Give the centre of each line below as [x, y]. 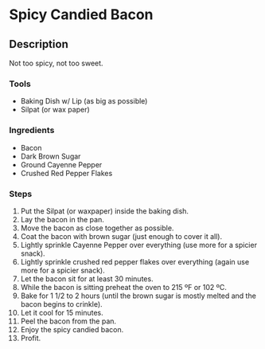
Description [39, 44]
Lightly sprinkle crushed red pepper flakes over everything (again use [135, 261]
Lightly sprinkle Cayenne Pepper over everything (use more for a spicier [139, 245]
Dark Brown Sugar [51, 156]
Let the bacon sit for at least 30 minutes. [87, 278]
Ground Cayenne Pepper [61, 164]
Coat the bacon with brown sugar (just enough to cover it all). [121, 236]
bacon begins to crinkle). [61, 304]
